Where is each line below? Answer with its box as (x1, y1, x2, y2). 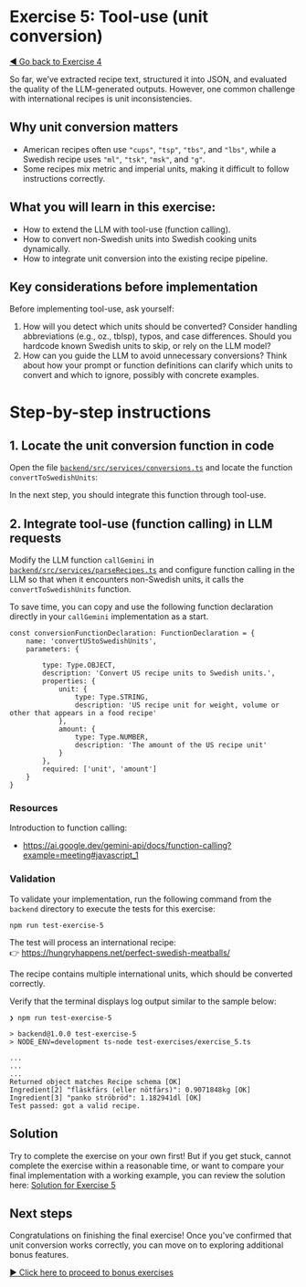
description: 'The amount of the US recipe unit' (74, 741, 268, 750)
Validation (9, 872, 57, 885)
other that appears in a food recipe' (9, 709, 157, 718)
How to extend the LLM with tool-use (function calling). (22, 224, 231, 235)
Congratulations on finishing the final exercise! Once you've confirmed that (9, 1230, 292, 1241)
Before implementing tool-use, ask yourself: (9, 303, 175, 314)
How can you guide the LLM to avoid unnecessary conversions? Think (22, 350, 288, 362)
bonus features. (9, 1250, 69, 1261)
